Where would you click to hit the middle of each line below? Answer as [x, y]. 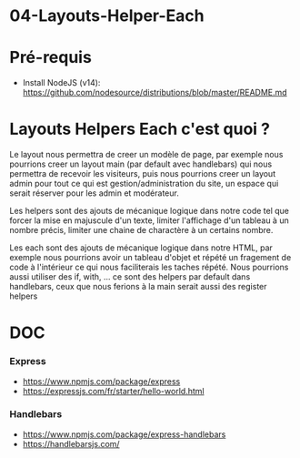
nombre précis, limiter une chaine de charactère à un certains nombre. [141, 230]
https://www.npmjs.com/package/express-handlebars [124, 434]
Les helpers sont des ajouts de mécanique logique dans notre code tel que [149, 211]
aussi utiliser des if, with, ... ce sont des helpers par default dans [130, 277]
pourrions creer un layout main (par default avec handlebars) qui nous [141, 164]
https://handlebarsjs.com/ [71, 443]
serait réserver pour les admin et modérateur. [94, 193]
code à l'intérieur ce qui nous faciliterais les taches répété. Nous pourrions [149, 267]
